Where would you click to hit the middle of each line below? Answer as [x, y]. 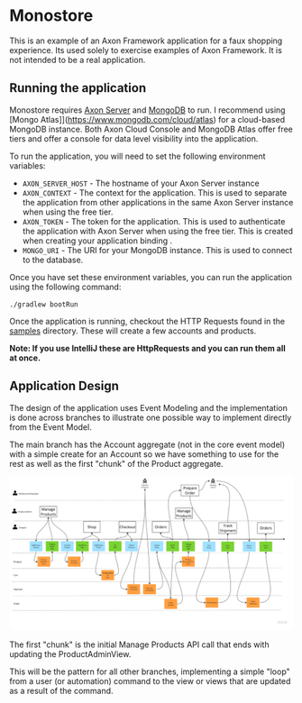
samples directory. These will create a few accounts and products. [133, 331]
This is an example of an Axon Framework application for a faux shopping [146, 41]
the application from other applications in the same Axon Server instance [158, 202]
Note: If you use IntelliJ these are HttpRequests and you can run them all [147, 348]
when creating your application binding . [97, 241]
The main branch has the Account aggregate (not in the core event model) [147, 444]
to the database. [53, 260]
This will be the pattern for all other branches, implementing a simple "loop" [150, 671]
